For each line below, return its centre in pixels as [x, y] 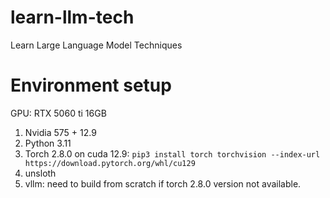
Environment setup [91, 85]
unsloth [40, 173]
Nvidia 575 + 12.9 [60, 132]
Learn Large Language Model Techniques [96, 45]
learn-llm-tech [72, 17]
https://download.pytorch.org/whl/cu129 [110, 163]
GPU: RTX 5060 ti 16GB [58, 113]
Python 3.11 [48, 143]
